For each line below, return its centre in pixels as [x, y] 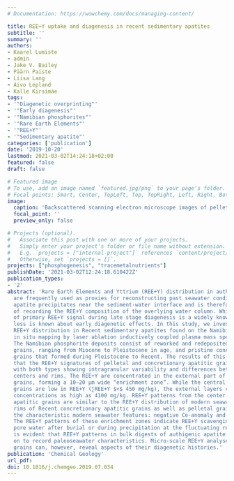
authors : [20, 46]
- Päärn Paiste [29, 72]
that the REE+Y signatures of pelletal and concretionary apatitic [114, 363]
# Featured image [32, 182]
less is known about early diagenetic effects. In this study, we [112, 324]
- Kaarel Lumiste [32, 52]
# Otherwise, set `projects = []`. [62, 259]
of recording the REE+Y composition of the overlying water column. [115, 311]
